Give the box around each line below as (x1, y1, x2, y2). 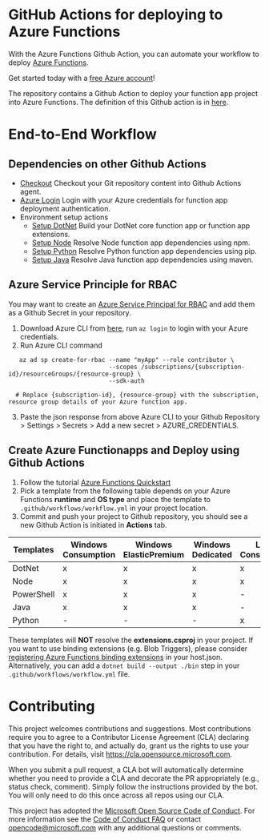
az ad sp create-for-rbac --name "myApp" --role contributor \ (18, 356, 235, 364)
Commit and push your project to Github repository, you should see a (19, 511, 248, 521)
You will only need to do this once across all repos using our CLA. (8, 790, 225, 800)
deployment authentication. (19, 203, 110, 213)
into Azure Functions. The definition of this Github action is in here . (8, 97, 229, 107)
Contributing (8, 697, 95, 715)
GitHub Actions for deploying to (8, 6, 223, 24)
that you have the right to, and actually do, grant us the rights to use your (8, 741, 250, 750)
